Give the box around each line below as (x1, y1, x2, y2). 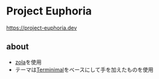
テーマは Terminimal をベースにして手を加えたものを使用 (15, 66, 154, 73)
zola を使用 (15, 58, 42, 66)
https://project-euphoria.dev (6, 24, 77, 31)
